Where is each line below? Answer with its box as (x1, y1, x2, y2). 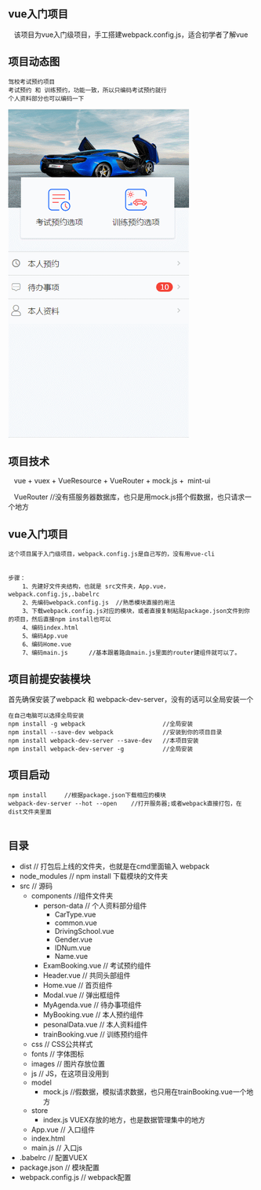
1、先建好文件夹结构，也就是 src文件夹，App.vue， (22, 582, 170, 591)
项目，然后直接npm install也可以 (13, 615, 111, 623)
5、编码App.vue (22, 632, 68, 641)
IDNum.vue (54, 942, 92, 953)
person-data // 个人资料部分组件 (42, 901, 147, 910)
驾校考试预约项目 (8, 78, 56, 86)
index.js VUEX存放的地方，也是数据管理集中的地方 (42, 1115, 205, 1124)
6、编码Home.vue (22, 641, 72, 648)
